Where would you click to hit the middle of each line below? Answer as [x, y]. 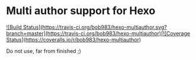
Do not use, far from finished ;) [44, 51]
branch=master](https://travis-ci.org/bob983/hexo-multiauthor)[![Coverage [98, 33]
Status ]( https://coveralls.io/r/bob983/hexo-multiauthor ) [74, 39]
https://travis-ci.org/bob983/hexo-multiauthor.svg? [105, 27]
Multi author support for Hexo [81, 11]
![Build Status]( [24, 27]
